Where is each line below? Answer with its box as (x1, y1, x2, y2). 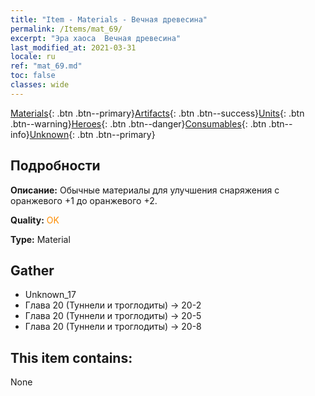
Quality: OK (10, 214, 60, 226)
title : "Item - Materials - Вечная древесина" (10, 14, 208, 25)
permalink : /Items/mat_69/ (10, 24, 123, 34)
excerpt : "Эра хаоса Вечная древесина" (10, 33, 182, 43)
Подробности (10, 157, 101, 175)
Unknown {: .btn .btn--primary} (29, 128, 156, 140)
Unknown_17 (24, 289, 77, 301)
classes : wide (10, 80, 70, 90)
